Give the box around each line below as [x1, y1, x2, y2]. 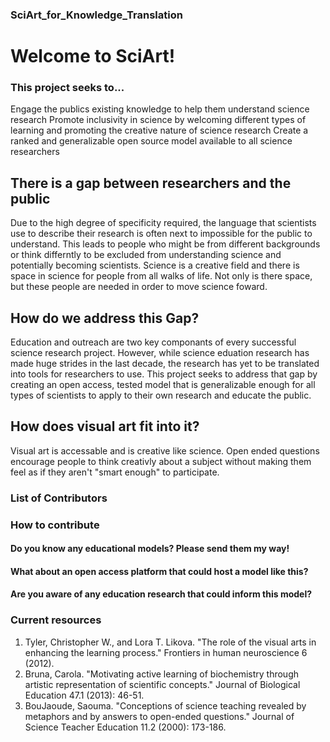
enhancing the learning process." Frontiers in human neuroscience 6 [24, 646, 308, 658]
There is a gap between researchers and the [10, 174, 292, 192]
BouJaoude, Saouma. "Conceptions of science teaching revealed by [24, 699, 307, 712]
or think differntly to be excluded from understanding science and [10, 249, 282, 261]
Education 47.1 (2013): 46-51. [24, 689, 145, 701]
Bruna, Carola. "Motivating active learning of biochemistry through [24, 668, 299, 680]
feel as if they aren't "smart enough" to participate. [10, 466, 220, 478]
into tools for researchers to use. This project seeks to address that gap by [10, 368, 318, 380]
